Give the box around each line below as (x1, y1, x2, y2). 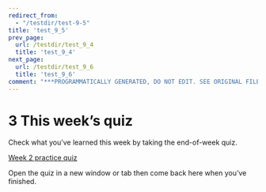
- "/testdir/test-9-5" (15, 19, 90, 27)
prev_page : (8, 33, 44, 42)
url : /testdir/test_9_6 (15, 63, 93, 71)
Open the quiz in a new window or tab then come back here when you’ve (8, 168, 247, 178)
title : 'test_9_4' (15, 48, 77, 56)
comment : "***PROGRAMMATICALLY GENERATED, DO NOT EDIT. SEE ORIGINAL (8, 77, 243, 85)
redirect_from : (8, 11, 59, 20)
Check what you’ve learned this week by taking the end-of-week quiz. (8, 137, 237, 147)
